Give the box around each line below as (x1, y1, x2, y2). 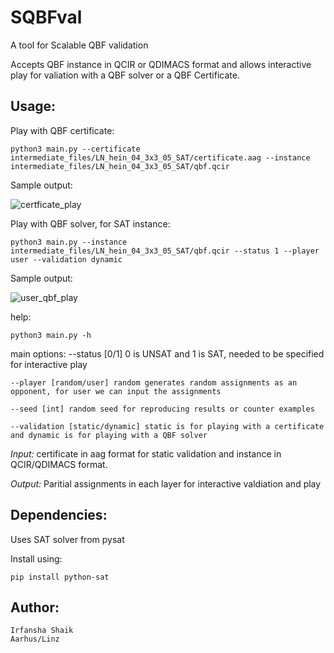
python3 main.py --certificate (10, 144, 141, 154)
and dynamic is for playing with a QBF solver (10, 430, 208, 440)
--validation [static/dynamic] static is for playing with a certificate (10, 421, 325, 431)
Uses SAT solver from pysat (10, 533, 125, 545)
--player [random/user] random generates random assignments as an (10, 377, 298, 388)
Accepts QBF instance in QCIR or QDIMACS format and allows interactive (10, 58, 312, 70)
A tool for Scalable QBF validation (10, 39, 149, 51)
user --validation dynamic (10, 254, 123, 265)
